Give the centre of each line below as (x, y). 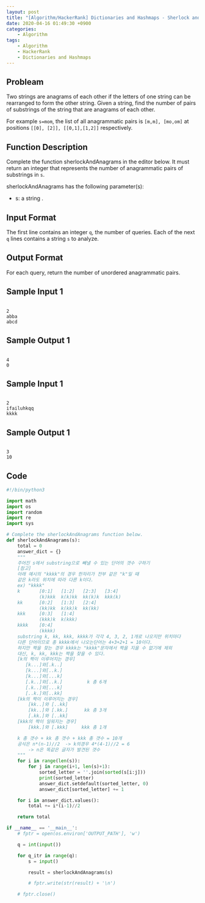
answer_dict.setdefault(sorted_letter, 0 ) (94, 783)
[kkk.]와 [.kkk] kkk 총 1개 (67, 727)
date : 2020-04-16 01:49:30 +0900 (49, 23)
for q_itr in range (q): (48, 855)
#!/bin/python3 (26, 490)
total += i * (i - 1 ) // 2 (54, 806)
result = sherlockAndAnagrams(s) (71, 873)
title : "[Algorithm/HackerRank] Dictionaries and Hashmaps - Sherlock (98, 18)
